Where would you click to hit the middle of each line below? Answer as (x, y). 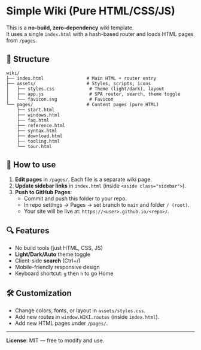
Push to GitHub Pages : (43, 192)
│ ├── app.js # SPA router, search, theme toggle (93, 94)
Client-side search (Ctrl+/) (48, 261)
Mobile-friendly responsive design (57, 267)
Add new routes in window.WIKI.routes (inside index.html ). (87, 317)
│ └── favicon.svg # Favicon (60, 99)
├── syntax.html (37, 131)
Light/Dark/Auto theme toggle (53, 254)
